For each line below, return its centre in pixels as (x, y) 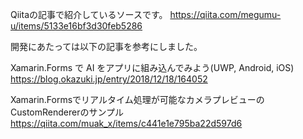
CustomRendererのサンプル (67, 112)
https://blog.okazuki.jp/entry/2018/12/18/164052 (109, 79)
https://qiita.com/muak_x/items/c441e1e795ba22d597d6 (126, 123)
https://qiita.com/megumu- (225, 14)
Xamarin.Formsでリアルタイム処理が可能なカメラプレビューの (137, 99)
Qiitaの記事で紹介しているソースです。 (89, 14)
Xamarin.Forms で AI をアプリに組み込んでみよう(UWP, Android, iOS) (152, 67)
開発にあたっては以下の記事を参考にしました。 (106, 46)
